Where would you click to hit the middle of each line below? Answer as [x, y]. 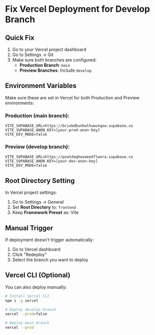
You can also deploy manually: [36, 287]
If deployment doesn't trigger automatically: [50, 240]
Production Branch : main [45, 65]
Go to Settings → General [38, 202]
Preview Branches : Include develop [56, 70]
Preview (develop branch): [37, 147]
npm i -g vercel [22, 301]
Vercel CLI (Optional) [38, 275]
